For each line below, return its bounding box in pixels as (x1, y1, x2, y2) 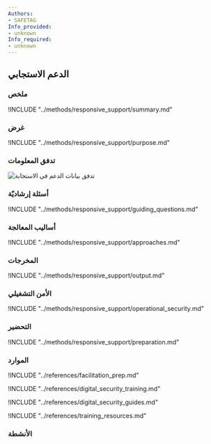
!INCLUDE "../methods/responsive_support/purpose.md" (8, 138, 170, 146)
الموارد (8, 355, 29, 365)
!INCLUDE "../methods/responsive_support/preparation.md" (8, 337, 180, 346)
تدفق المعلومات (8, 155, 56, 165)
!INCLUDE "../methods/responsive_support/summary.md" (8, 105, 173, 114)
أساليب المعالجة (8, 222, 56, 232)
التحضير (8, 322, 32, 332)
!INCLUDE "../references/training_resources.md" (8, 412, 147, 420)
